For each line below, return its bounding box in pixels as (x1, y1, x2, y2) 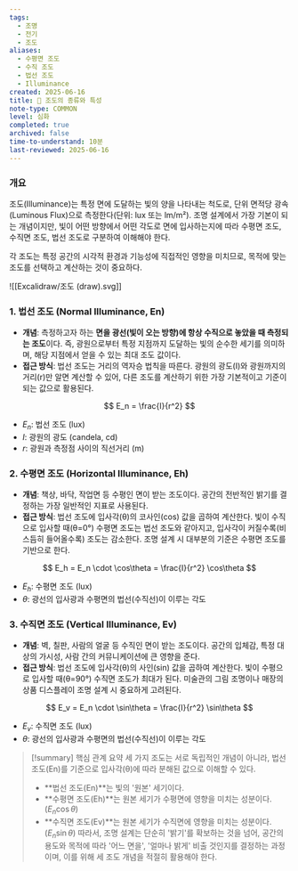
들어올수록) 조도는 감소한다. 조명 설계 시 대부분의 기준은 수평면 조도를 (45, 533, 286, 544)
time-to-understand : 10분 (9, 137, 104, 146)
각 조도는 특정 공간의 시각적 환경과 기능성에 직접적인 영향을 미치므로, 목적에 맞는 (9, 250, 287, 261)
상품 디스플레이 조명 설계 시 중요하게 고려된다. (21, 685, 182, 696)
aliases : (9, 46, 42, 55)
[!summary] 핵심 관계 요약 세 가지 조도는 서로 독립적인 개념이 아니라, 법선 (30, 753, 286, 763)
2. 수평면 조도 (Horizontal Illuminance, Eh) (9, 467, 189, 479)
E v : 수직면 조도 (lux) (21, 720, 93, 734)
